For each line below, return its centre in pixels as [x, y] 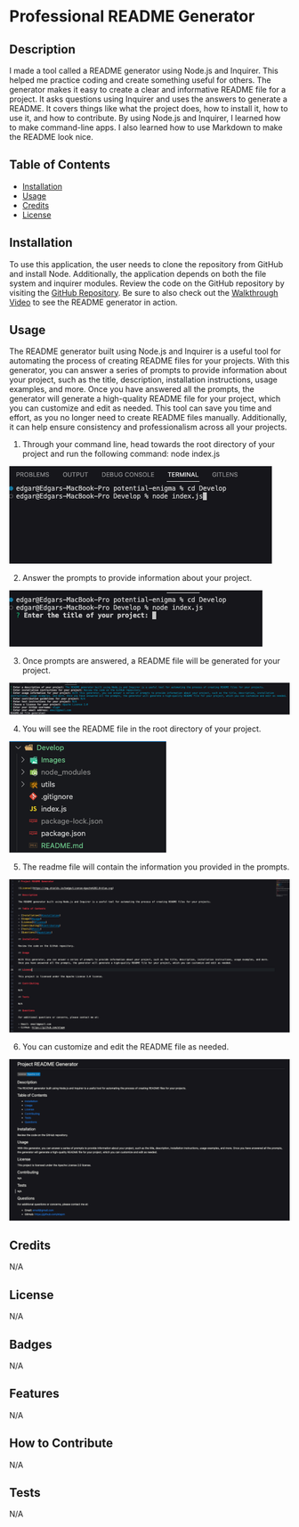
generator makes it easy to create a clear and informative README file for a [148, 90]
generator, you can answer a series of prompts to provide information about [148, 371]
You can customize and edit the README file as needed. [125, 1047]
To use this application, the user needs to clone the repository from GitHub [146, 264]
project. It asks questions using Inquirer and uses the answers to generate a [148, 99]
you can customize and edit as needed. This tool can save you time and [141, 408]
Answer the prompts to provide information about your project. [137, 578]
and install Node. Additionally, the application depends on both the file [138, 274]
